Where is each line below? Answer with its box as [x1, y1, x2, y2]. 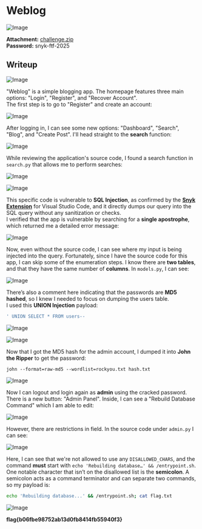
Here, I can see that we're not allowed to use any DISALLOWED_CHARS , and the [6, 455, 195, 463]
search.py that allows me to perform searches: [6, 161, 123, 168]
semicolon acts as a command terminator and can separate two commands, [6, 474, 196, 482]
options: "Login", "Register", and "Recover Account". [6, 94, 138, 101]
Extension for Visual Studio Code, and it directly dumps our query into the [6, 202, 192, 210]
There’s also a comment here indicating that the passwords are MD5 [6, 289, 177, 296]
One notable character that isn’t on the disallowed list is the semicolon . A [6, 468, 190, 475]
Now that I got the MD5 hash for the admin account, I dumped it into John [6, 348, 191, 355]
